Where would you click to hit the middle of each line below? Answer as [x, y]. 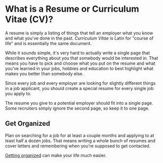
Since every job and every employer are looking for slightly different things [80, 83]
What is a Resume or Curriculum [72, 9]
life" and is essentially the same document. [48, 43]
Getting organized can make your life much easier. [56, 155]
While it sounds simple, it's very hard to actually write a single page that [78, 53]
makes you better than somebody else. [45, 73]
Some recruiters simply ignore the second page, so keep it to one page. [77, 108]
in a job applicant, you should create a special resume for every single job [80, 88]
